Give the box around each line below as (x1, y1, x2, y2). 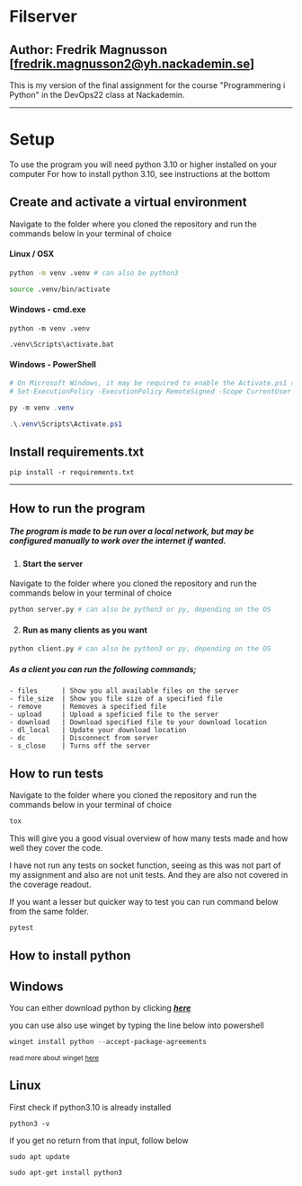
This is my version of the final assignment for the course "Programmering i (9, 80, 286, 91)
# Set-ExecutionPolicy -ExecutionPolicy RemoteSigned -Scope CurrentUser (9, 386, 292, 396)
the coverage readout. (9, 879, 92, 889)
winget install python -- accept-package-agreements (9, 1038, 207, 1047)
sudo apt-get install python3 (9, 1168, 123, 1177)
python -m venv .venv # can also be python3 (9, 268, 179, 278)
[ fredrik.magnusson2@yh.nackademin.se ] (9, 56, 254, 71)
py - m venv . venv (9, 403, 75, 412)
